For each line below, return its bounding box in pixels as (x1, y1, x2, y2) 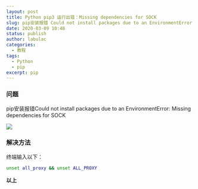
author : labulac (6, 36, 47, 42)
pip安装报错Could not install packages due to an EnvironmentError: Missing (6, 105, 191, 112)
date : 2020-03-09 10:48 (6, 25, 66, 31)
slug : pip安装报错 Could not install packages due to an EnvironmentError (6, 20, 193, 26)
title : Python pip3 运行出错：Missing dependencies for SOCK (6, 14, 157, 20)
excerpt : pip (6, 70, 39, 75)
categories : (6, 42, 36, 48)
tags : (6, 53, 20, 59)
